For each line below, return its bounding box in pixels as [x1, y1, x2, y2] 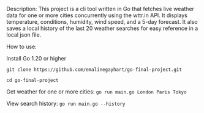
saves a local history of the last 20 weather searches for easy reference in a [6, 24, 198, 32]
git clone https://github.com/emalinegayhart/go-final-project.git [6, 67, 183, 73]
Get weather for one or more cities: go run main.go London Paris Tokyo [6, 88, 187, 95]
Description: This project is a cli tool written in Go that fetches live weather [6, 5, 195, 12]
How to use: [6, 43, 37, 50]
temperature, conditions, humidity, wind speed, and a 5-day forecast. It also [6, 18, 198, 25]
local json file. [6, 31, 42, 38]
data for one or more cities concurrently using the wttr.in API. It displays [6, 12, 188, 19]
